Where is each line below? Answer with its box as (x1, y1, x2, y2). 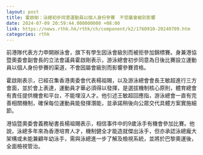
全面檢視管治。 (6, 143, 43, 150)
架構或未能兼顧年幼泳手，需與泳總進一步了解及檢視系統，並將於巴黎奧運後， (6, 135, 197, 142)
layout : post (6, 8, 39, 15)
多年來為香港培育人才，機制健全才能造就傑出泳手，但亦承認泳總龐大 (27, 128, 197, 135)
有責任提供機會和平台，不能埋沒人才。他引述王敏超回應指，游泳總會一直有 (6, 92, 192, 99)
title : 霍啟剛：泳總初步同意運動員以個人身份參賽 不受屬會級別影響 (6, 15, 156, 21)
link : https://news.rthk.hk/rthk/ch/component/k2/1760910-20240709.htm (6, 25, 190, 32)
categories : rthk (6, 31, 50, 38)
